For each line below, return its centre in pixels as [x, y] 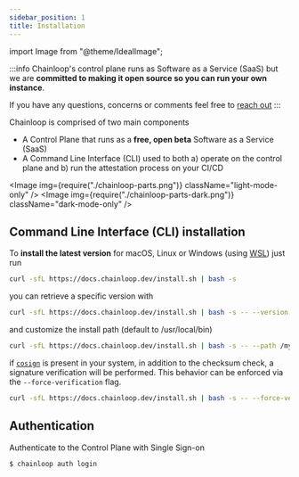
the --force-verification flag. [65, 382]
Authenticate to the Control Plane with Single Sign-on [107, 448]
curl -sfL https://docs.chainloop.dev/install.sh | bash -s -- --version [149, 313]
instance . [27, 87]
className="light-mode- [231, 185]
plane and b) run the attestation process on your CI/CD [123, 168]
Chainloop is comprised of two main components [99, 122]
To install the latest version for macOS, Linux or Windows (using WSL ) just [147, 253]
